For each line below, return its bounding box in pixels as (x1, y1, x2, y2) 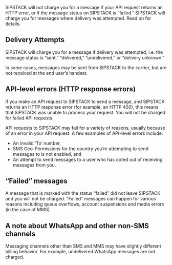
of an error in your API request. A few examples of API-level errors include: (5, 130, 163, 136)
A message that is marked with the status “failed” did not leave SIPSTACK (5, 190, 161, 196)
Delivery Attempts (5, 35, 65, 44)
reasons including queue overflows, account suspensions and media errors (5, 201, 164, 207)
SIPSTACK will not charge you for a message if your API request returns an (5, 5, 163, 10)
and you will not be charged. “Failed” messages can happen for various (5, 196, 156, 202)
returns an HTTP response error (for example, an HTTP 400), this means (5, 104, 159, 110)
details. (5, 21, 21, 27)
